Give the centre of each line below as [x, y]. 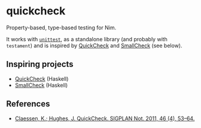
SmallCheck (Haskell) [41, 85]
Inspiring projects [40, 64]
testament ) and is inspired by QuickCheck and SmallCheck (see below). [94, 45]
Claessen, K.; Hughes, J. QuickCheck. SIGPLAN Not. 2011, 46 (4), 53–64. [105, 118]
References [28, 104]
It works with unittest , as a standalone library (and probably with [87, 39]
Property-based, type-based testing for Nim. [61, 28]
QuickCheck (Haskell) [42, 78]
